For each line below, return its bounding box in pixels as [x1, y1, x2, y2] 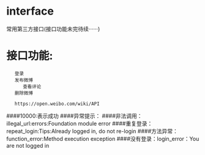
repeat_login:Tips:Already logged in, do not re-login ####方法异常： [6, 127, 179, 135]
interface [6, 4, 54, 18]
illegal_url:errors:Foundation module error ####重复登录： [6, 120, 153, 127]
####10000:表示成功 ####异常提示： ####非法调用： [6, 112, 143, 120]
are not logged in [6, 142, 50, 149]
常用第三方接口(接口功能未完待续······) [6, 25, 100, 32]
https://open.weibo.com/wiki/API [14, 101, 100, 107]
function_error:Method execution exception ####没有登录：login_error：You [6, 135, 199, 142]
